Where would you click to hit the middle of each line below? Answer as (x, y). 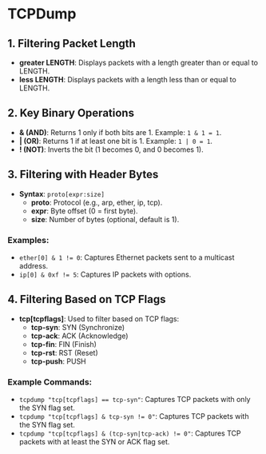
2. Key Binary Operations (71, 113)
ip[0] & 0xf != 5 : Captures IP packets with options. (105, 274)
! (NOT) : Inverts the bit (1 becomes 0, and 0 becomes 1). (111, 149)
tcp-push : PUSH (59, 361)
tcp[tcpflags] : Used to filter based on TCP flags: (99, 319)
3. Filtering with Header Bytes (83, 175)
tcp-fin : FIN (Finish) (64, 344)
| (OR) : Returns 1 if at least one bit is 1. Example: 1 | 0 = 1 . (116, 141)
